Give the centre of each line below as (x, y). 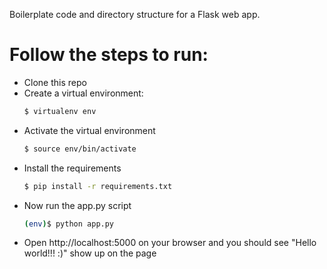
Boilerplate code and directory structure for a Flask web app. (135, 14)
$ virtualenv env (60, 111)
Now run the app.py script (77, 205)
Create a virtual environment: (83, 93)
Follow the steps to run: (109, 55)
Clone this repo (55, 82)
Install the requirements (72, 168)
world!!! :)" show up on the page (90, 253)
